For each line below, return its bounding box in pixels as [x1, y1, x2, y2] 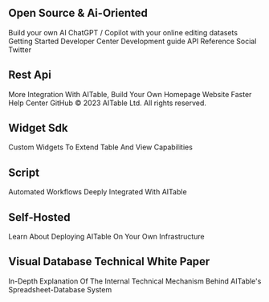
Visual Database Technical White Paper [8, 255, 210, 268]
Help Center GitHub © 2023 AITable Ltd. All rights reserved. [8, 98, 207, 108]
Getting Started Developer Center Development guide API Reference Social [8, 36, 257, 46]
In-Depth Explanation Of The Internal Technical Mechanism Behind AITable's [8, 276, 262, 286]
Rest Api [8, 68, 52, 82]
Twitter [8, 44, 32, 55]
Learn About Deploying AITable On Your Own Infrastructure [8, 232, 205, 242]
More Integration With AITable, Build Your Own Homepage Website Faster [8, 89, 252, 99]
